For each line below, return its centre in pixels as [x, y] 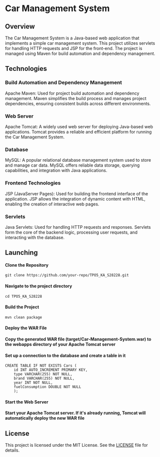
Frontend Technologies [33, 183]
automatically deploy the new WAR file [45, 418]
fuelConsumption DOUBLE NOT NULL [48, 387]
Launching [21, 253]
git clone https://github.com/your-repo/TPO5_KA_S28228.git [67, 275]
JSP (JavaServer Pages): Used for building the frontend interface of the [77, 194]
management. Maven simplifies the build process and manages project [76, 98]
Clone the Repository [27, 265]
